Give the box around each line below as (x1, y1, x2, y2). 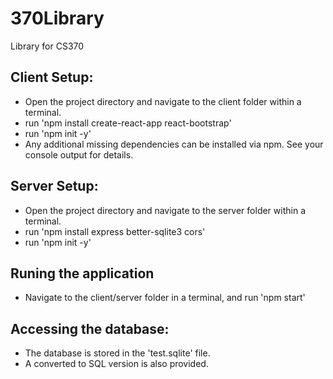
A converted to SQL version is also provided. (24, 358, 209, 370)
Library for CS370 (10, 40, 85, 52)
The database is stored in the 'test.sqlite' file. (24, 347, 211, 359)
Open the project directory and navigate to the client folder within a (24, 95, 302, 107)
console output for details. (24, 148, 134, 161)
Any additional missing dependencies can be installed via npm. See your (24, 138, 324, 150)
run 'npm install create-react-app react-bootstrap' (24, 117, 232, 129)
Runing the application (10, 265, 155, 282)
